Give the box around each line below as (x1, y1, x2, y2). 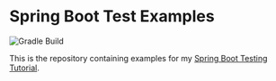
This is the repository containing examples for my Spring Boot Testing (9, 53, 268, 63)
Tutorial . (9, 62, 40, 73)
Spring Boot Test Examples (9, 6, 215, 27)
